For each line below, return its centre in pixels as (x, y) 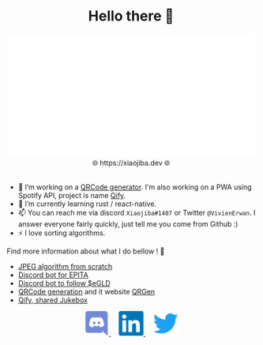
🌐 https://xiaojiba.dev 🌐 (131, 163)
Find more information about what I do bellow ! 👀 (86, 251)
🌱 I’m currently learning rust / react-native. (87, 204)
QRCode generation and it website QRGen (86, 291)
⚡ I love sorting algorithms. (62, 233)
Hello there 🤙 (131, 16)
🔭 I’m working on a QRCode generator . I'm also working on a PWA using (135, 187)
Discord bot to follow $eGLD (64, 283)
